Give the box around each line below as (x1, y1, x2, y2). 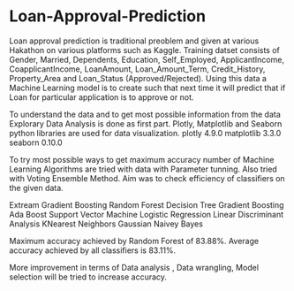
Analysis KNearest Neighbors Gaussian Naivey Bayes (9, 218, 203, 229)
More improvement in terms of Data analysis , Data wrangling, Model (9, 262, 259, 272)
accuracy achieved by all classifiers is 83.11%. (9, 245, 177, 256)
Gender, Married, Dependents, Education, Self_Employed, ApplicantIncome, (9, 54, 285, 65)
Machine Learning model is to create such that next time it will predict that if (9, 82, 286, 93)
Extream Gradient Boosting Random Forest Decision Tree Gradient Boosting (9, 199, 284, 210)
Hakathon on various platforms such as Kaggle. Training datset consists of (9, 44, 281, 55)
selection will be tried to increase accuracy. (9, 272, 168, 282)
